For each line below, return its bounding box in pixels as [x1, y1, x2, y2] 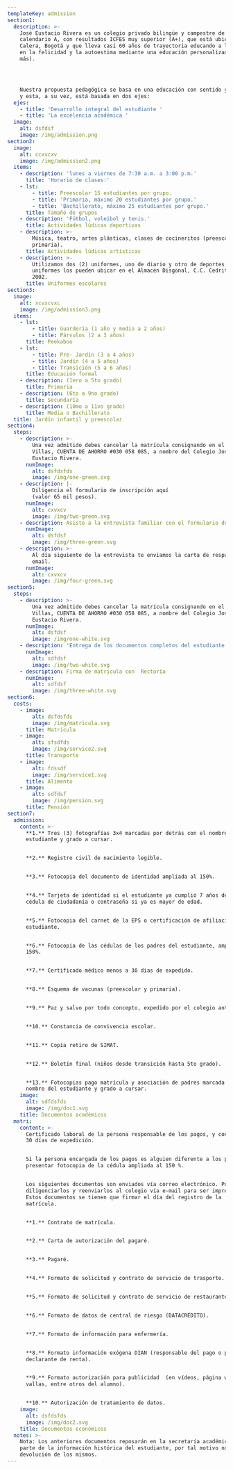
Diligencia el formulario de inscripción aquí [32, 487, 169, 494]
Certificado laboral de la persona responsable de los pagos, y [25, 1130, 216, 1137]
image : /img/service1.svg [32, 771, 107, 779]
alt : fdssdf [32, 765, 67, 772]
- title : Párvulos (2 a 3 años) [32, 332, 126, 339]
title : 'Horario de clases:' [25, 177, 110, 184]
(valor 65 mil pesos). [32, 494, 98, 501]
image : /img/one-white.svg [32, 635, 110, 643]
